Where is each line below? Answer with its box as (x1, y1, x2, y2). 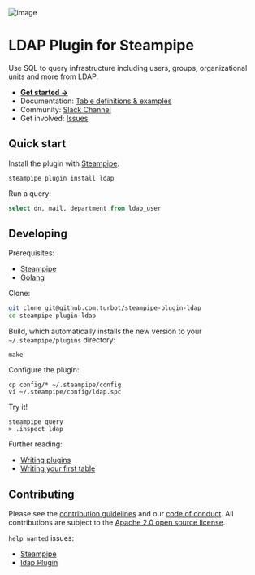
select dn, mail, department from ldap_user (8, 204, 162, 212)
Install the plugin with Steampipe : (8, 159, 120, 168)
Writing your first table (19, 464, 96, 473)
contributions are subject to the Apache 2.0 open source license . (8, 517, 226, 527)
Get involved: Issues (19, 113, 89, 123)
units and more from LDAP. (8, 72, 99, 81)
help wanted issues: (8, 534, 75, 542)
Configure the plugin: (8, 365, 80, 375)
